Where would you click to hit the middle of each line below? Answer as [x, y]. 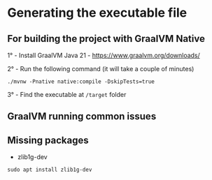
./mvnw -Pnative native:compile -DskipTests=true [81, 82]
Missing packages [48, 140]
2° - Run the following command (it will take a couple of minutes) [101, 69]
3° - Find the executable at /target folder [67, 95]
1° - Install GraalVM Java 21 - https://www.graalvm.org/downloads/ [104, 55]
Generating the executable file [97, 13]
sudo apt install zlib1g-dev [50, 170]
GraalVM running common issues [82, 117]
